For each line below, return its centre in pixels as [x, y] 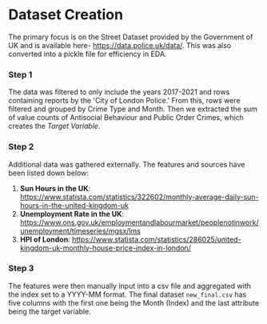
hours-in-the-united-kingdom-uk [74, 205]
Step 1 [20, 74]
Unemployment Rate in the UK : [72, 214]
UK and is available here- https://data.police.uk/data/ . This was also [120, 45]
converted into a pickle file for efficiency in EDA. [88, 54]
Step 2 [21, 147]
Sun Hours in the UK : [55, 188]
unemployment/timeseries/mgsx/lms [80, 230]
